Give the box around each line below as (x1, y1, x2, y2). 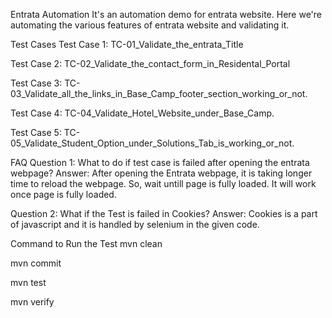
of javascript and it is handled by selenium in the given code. (10, 219, 260, 230)
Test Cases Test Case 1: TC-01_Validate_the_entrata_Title (10, 39, 244, 50)
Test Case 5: (10, 127, 62, 138)
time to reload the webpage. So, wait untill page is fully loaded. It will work (10, 178, 317, 189)
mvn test (10, 277, 47, 288)
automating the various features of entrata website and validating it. (10, 19, 290, 31)
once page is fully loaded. (10, 189, 117, 200)
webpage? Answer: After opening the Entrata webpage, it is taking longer (10, 167, 313, 179)
